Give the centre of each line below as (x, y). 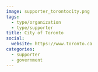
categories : (20, 49)
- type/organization (36, 22)
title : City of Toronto (35, 33)
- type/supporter (32, 28)
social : (15, 38)
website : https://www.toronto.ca (52, 44)
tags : (13, 17)
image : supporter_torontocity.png (48, 11)
